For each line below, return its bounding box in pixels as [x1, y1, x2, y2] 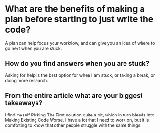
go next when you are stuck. [5, 45, 62, 51]
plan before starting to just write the [5, 14, 154, 25]
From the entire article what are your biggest [5, 91, 143, 100]
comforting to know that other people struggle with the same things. [5, 122, 142, 128]
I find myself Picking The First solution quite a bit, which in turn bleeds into [5, 112, 155, 117]
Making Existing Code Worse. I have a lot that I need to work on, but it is [5, 117, 149, 123]
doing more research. [5, 77, 49, 83]
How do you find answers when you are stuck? [5, 59, 150, 67]
